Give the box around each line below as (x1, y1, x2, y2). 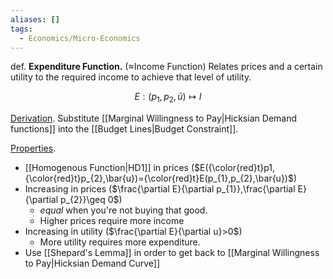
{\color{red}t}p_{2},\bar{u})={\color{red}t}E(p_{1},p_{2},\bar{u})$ (24, 172, 294, 185)
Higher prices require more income (39, 215, 185, 227)
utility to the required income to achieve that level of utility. (10, 71, 252, 83)
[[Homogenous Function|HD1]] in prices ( (24, 162, 195, 174)
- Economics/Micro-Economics (19, 33, 141, 43)
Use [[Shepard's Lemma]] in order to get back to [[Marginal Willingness (24, 247, 320, 259)
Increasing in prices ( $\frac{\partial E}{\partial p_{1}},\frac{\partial (24, 183, 296, 195)
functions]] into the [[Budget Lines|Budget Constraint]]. (10, 123, 239, 135)
